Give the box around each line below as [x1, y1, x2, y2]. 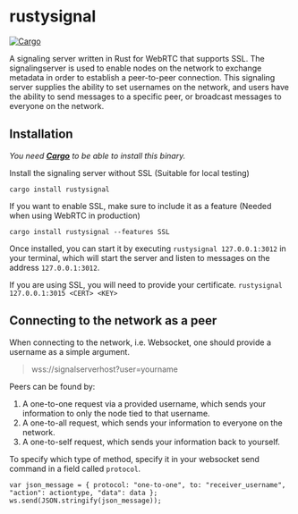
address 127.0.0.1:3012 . [9, 262, 100, 273]
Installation [9, 127, 73, 142]
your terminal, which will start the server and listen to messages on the [9, 252, 270, 263]
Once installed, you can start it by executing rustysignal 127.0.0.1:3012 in [9, 243, 286, 254]
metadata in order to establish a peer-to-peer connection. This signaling [9, 72, 276, 82]
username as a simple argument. [9, 346, 130, 357]
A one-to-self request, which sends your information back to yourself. [21, 436, 280, 447]
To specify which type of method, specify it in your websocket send [9, 453, 260, 464]
